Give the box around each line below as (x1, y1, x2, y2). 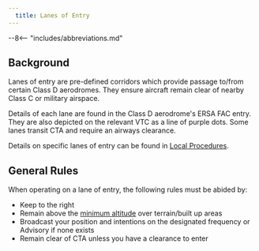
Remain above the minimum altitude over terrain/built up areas (19, 208, 223, 218)
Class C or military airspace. (8, 94, 100, 103)
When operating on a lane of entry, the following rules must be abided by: (8, 185, 248, 194)
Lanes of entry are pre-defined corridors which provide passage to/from (8, 77, 244, 87)
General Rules (8, 163, 79, 178)
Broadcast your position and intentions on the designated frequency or (19, 217, 250, 227)
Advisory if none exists (19, 226, 95, 235)
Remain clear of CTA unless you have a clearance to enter (19, 234, 209, 243)
